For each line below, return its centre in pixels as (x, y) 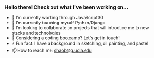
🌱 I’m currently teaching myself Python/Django (58, 23)
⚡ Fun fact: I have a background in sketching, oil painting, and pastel (80, 43)
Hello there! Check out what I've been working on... (67, 7)
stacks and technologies (36, 33)
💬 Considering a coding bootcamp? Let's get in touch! (66, 38)
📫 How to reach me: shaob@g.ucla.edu (51, 51)
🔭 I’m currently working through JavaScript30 (57, 18)
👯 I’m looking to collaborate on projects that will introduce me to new (80, 28)
